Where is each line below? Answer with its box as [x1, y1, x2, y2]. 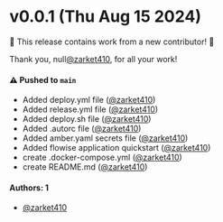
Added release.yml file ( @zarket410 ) [22, 104, 159, 115]
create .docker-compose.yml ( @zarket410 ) [22, 152, 182, 163]
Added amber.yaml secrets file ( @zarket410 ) [22, 133, 189, 143]
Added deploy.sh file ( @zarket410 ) [22, 114, 152, 125]
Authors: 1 [9, 182, 50, 193]
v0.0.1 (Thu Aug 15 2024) [9, 6, 201, 27]
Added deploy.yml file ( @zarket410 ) [22, 95, 156, 106]
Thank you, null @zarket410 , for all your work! [9, 53, 178, 64]
